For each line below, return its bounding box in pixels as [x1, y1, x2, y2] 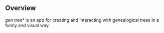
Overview [5, 4, 36, 12]
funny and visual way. [5, 22, 50, 28]
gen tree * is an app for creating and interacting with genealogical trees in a [5, 17, 160, 23]
